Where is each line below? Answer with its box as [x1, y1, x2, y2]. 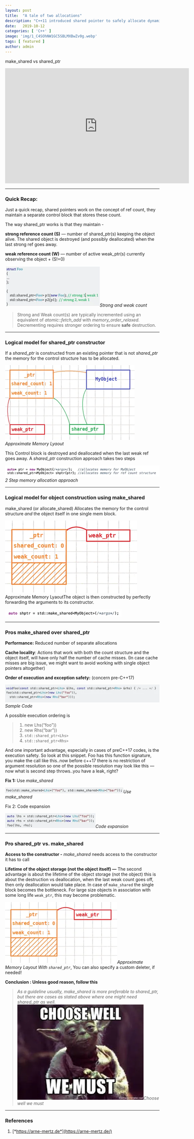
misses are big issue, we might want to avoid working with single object [5, 660, 150, 666]
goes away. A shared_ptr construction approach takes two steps [5, 456, 136, 461]
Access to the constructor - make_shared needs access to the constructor [5, 852, 158, 857]
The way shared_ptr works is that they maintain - [5, 222, 104, 228]
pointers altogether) [5, 665, 46, 671]
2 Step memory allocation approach [5, 477, 78, 484]
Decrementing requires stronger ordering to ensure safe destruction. [17, 322, 156, 328]
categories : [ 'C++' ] [5, 28, 51, 34]
